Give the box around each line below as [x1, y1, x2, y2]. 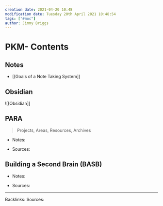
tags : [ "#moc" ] [5, 16, 36, 21]
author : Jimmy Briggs [5, 20, 49, 26]
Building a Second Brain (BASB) [5, 160, 102, 169]
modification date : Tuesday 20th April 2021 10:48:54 [5, 12, 116, 16]
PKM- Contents [5, 42, 69, 52]
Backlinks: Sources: [5, 196, 45, 202]
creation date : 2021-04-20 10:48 [5, 7, 73, 12]
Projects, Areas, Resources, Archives [16, 127, 91, 133]
